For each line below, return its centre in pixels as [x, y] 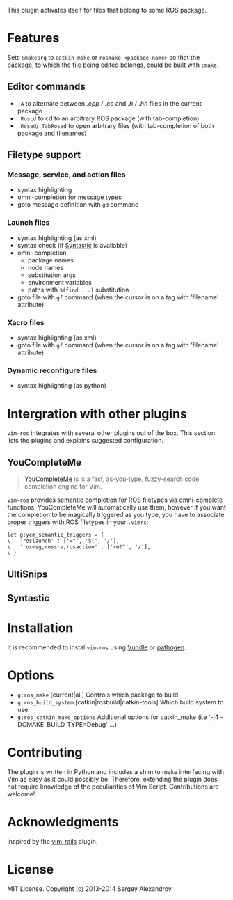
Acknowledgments [63, 822]
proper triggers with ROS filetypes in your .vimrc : [78, 522]
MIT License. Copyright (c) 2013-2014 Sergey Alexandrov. [90, 889]
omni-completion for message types [69, 197]
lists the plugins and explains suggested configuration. [86, 441]
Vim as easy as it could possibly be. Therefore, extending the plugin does [112, 779]
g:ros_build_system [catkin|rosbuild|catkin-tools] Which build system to [120, 702]
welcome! [21, 794]
